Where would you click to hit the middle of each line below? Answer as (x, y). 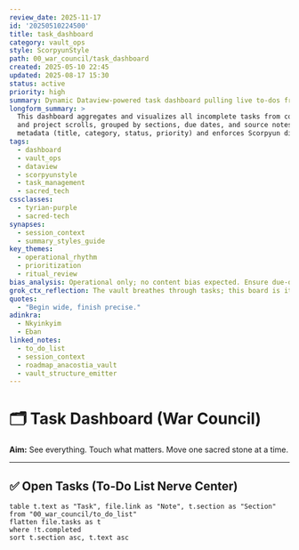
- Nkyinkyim (40, 324)
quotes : (24, 299)
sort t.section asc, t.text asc (69, 538)
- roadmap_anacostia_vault (67, 365)
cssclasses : (31, 200)
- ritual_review (47, 274)
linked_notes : (36, 340)
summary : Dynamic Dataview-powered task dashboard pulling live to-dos (145, 100)
